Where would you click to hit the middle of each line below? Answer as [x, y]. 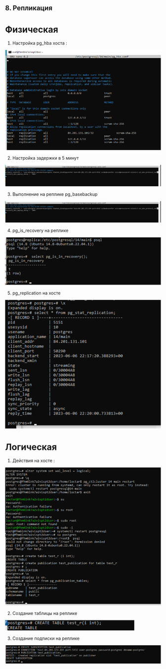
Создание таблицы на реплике [45, 613]
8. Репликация [29, 8]
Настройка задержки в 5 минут [45, 158]
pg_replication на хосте [36, 293]
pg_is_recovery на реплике [40, 230]
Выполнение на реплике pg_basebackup [55, 194]
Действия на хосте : [34, 461]
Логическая [31, 447]
